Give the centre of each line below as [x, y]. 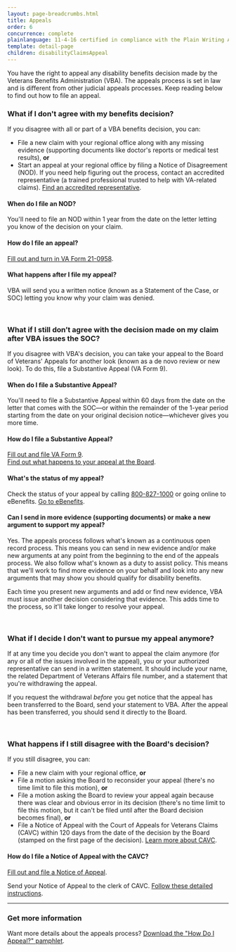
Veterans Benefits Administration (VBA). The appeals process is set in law [114, 80]
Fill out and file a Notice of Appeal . [57, 872]
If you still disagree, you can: [49, 759]
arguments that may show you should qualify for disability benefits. [104, 578]
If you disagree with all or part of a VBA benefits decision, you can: [104, 129]
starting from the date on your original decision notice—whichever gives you [118, 415]
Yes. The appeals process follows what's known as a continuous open [109, 540]
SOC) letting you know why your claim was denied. [81, 298]
